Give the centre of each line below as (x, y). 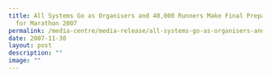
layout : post (30, 46)
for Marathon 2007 (47, 23)
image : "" (25, 61)
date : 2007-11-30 (38, 38)
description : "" (35, 53)
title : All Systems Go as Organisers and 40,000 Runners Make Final (126, 16)
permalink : (27, 30)
